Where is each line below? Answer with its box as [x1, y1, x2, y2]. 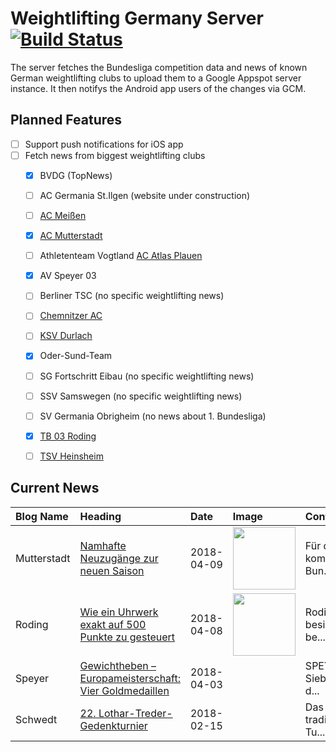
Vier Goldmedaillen [79, 683, 170, 697]
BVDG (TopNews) [39, 169, 113, 181]
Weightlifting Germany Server [10, 7, 264, 30]
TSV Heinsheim [39, 450, 104, 462]
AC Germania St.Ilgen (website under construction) [39, 189, 251, 201]
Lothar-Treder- [98, 706, 173, 720]
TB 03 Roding [39, 430, 97, 442]
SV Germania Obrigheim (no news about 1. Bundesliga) [39, 410, 267, 422]
